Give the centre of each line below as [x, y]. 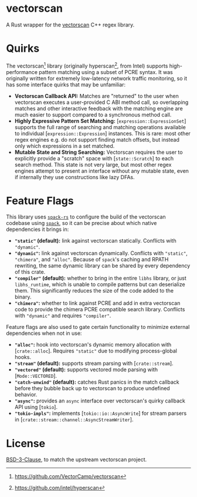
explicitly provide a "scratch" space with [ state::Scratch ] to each [94, 158]
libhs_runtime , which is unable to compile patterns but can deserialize [100, 284]
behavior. [26, 395]
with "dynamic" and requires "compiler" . [63, 315]
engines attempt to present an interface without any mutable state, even [102, 171]
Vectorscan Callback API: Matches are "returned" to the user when [96, 96]
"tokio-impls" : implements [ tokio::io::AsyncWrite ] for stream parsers [101, 414]
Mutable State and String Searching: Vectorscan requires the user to [98, 152]
